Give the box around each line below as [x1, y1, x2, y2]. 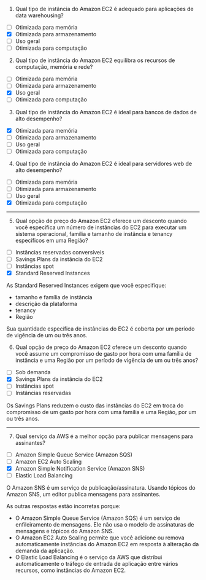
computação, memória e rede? [15, 63, 93, 71]
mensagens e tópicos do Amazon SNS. [15, 527, 115, 535]
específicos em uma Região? [15, 237, 88, 244]
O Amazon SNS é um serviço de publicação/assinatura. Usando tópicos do [6, 484, 196, 491]
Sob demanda [15, 369, 51, 376]
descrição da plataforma [15, 300, 78, 308]
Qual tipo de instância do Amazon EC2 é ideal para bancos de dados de [15, 108, 197, 116]
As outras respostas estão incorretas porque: [6, 502, 121, 509]
